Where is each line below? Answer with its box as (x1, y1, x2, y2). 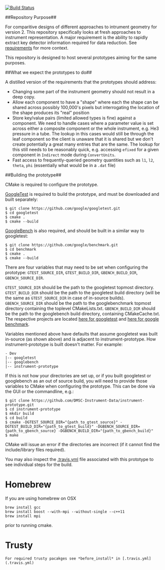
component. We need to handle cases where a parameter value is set (12, 120, 154, 126)
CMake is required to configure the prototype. (5, 181, 99, 187)
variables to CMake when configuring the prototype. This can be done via (5, 383, 156, 389)
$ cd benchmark (5, 247, 37, 252)
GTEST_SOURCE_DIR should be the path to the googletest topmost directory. (5, 285, 155, 290)
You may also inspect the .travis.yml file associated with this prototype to (5, 456, 154, 462)
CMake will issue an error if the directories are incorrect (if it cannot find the (5, 442, 160, 447)
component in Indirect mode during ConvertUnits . (12, 152, 116, 158)
